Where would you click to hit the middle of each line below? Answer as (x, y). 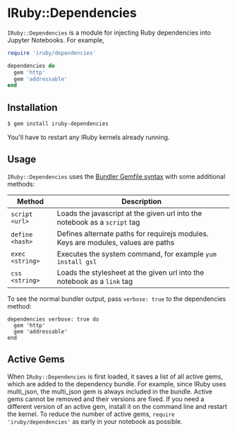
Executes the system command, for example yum (136, 254)
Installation (32, 107)
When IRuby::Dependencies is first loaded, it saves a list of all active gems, (115, 376)
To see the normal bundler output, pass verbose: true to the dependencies (117, 299)
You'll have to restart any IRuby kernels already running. (89, 137)
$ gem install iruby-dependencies (58, 124)
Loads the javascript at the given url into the (129, 213)
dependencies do (31, 66)
